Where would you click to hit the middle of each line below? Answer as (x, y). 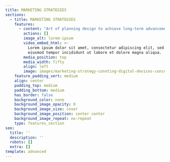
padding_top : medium (36, 85)
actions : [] (36, 34)
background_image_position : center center (60, 114)
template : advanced (26, 152)
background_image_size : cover (46, 109)
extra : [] (20, 147)
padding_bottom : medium (39, 90)
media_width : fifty (44, 62)
